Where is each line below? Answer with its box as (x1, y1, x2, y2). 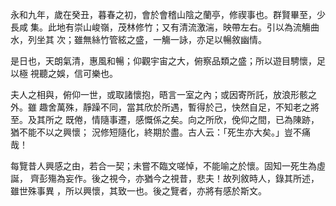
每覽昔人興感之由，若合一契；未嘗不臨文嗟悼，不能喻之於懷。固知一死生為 (10, 160, 317, 172)
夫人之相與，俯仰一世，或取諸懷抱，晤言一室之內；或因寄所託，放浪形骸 (10, 89, 308, 100)
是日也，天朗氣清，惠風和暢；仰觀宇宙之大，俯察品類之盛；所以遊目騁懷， (10, 55, 317, 67)
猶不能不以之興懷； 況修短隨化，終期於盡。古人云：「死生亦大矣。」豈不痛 (10, 126, 311, 138)
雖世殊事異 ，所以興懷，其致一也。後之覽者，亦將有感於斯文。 (10, 185, 267, 197)
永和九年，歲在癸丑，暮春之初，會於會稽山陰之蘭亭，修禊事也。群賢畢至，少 (10, 9, 326, 20)
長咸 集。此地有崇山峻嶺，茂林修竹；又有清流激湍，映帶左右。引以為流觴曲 (10, 21, 320, 33)
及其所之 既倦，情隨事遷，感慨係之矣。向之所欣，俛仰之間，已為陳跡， (27, 114, 320, 125)
